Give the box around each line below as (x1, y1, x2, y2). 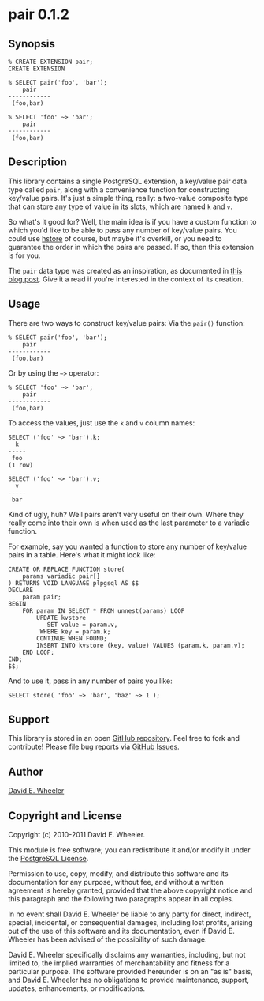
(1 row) (8, 461, 34, 469)
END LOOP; (22, 648, 55, 656)
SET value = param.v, (46, 621, 118, 629)
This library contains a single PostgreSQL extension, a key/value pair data (8, 176, 247, 186)
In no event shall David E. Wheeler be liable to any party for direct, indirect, (8, 909, 251, 919)
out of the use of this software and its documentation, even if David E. (8, 927, 235, 936)
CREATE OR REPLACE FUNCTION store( (8, 565, 125, 573)
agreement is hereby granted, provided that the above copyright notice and (8, 886, 253, 895)
